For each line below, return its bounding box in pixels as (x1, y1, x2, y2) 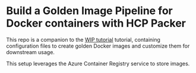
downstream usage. (6, 48, 55, 55)
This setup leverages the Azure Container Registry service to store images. (6, 60, 190, 67)
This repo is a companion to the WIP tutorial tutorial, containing (6, 36, 160, 43)
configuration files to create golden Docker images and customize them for (6, 42, 190, 49)
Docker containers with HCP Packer (6, 16, 186, 30)
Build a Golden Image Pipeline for (6, 4, 173, 18)
